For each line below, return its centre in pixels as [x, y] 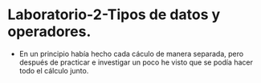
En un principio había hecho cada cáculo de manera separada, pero [131, 53]
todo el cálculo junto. [54, 70]
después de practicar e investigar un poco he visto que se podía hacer [136, 62]
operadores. [49, 32]
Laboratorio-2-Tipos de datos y [114, 15]
